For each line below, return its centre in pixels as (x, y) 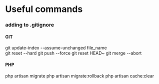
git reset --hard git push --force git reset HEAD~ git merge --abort (73, 53)
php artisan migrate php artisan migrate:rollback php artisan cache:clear (80, 75)
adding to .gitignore (29, 25)
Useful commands (44, 9)
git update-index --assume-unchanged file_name (56, 48)
